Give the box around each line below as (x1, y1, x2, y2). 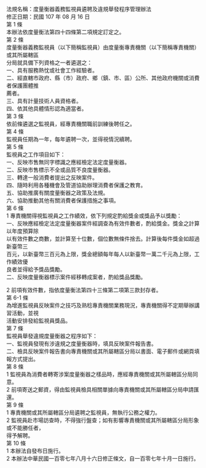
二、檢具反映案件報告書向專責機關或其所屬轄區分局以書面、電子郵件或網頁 (6, 348, 194, 355)
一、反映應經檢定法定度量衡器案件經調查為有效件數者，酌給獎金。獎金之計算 (6, 220, 200, 227)
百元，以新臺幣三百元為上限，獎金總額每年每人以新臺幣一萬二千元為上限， (6, 251, 194, 257)
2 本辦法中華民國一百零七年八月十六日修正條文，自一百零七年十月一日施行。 (6, 455, 199, 462)
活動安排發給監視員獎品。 (6, 317, 71, 324)
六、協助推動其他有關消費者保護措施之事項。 (6, 197, 120, 204)
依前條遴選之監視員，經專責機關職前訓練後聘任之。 (6, 120, 135, 127)
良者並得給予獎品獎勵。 (6, 266, 66, 273)
